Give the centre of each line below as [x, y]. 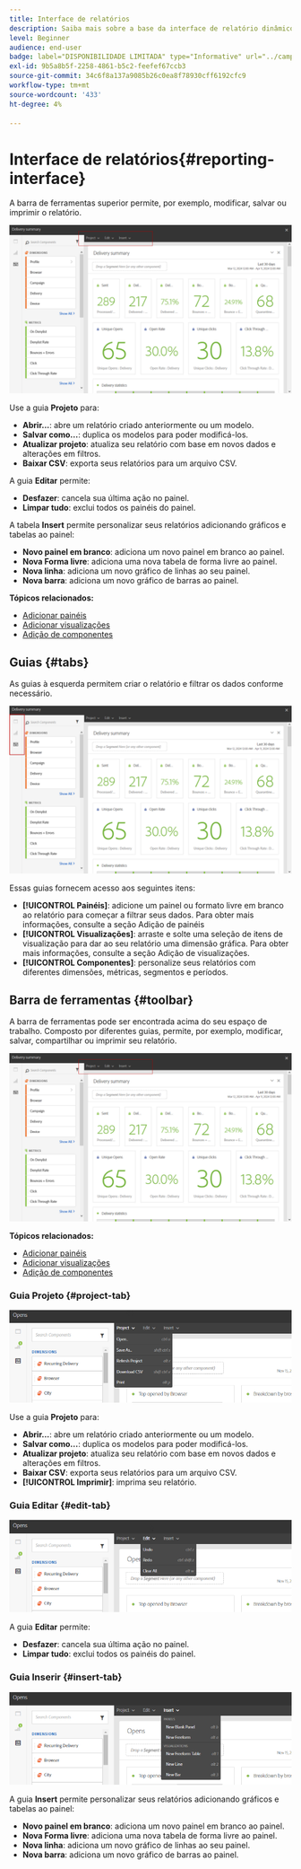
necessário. [31, 693]
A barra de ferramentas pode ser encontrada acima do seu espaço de [138, 1022]
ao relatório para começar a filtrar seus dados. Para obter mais [138, 915]
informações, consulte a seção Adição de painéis [113, 924]
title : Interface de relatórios [69, 19]
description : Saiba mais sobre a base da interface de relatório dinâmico [152, 28]
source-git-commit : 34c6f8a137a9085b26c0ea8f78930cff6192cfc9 [128, 76]
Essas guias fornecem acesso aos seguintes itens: [102, 888]
